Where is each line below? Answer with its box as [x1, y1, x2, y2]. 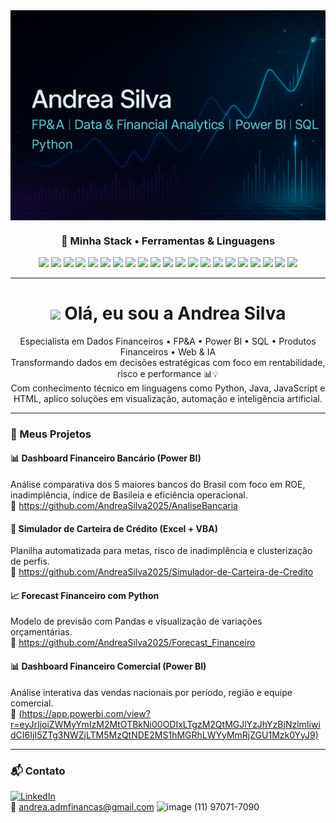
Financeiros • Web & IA [119, 345, 217, 358]
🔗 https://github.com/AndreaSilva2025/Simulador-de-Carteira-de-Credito [10, 566, 314, 578]
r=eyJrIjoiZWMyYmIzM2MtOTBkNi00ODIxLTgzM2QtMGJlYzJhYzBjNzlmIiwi [10, 718, 321, 730]
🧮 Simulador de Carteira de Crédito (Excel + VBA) [10, 522, 218, 534]
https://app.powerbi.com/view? [21, 707, 151, 719]
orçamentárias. [10, 626, 73, 638]
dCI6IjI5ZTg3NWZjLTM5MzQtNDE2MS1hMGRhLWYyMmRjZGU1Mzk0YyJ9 [10, 729, 316, 741]
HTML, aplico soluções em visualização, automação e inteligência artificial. [13, 392, 323, 404]
